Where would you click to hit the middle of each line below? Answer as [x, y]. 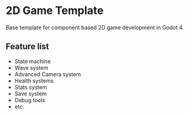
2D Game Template [55, 11]
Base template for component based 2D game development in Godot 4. [95, 27]
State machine [32, 61]
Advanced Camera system [48, 74]
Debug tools [30, 100]
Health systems [34, 80]
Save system [30, 93]
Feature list [27, 47]
